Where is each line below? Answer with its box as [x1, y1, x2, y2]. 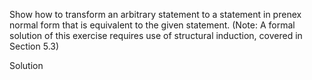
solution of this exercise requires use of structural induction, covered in [9, 30, 303, 41]
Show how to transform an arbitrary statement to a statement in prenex [9, 9, 302, 20]
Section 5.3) [9, 40, 60, 52]
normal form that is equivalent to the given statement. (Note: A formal [9, 19, 296, 31]
